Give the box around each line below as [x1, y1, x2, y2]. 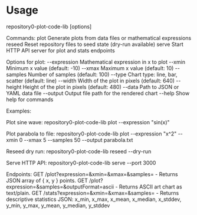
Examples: [6, 107, 31, 114]
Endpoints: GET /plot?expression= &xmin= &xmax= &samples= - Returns [6, 170, 178, 177]
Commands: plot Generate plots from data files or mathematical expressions [6, 34, 192, 41]
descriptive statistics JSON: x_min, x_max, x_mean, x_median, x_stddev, [6, 196, 182, 203]
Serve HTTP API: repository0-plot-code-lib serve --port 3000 [6, 159, 156, 166]
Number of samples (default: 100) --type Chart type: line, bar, [27, 71, 178, 78]
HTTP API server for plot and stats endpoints [6, 47, 115, 54]
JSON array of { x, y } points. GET [6, 177, 88, 184]
